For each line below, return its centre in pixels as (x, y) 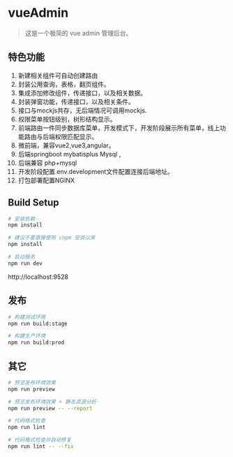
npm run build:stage (38, 324)
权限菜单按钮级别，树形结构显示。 (67, 119)
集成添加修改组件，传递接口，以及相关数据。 (82, 93)
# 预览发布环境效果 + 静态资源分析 (52, 402)
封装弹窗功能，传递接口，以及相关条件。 (76, 101)
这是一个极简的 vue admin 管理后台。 (78, 33)
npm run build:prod (36, 343)
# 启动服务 (22, 257)
